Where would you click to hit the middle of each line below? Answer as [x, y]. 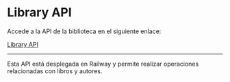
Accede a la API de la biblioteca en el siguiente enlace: [84, 31]
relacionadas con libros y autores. [55, 71]
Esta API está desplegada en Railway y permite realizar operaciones [103, 64]
